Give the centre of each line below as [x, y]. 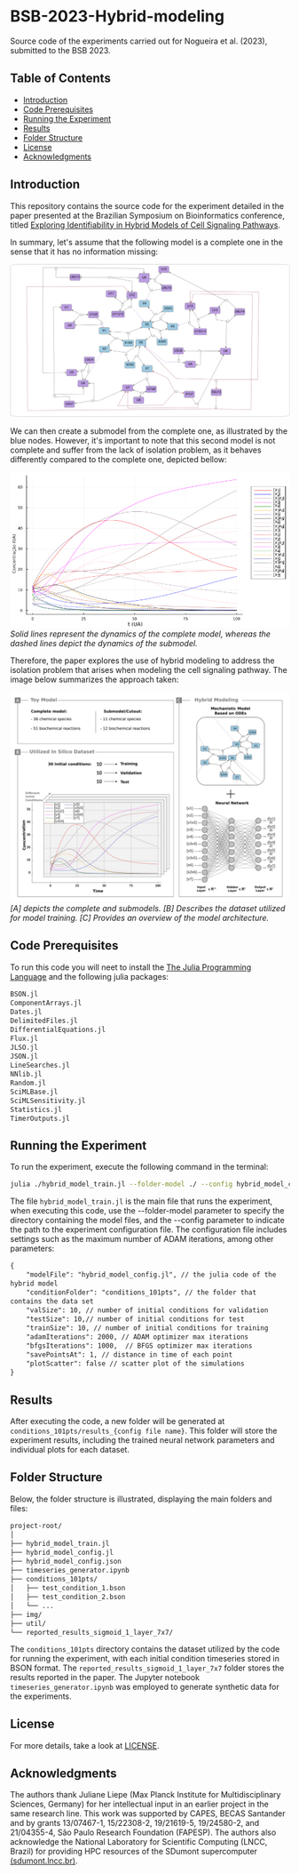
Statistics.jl [36, 1109]
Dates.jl [26, 1012]
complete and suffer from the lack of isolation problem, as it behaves [136, 450]
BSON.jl [24, 994]
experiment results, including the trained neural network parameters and [142, 1440]
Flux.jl [24, 1038]
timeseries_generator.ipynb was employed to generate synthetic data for [145, 1686]
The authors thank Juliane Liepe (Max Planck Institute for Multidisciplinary [146, 1795]
